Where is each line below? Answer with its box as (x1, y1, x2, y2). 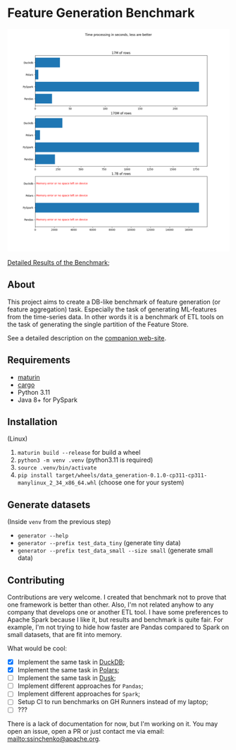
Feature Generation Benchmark (7, 5, 195, 21)
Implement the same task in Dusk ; (17, 674, 116, 682)
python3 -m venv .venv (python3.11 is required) (17, 456, 154, 464)
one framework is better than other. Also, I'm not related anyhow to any (7, 600, 214, 609)
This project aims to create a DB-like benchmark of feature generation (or (7, 297, 221, 306)
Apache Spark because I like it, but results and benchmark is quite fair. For (7, 616, 223, 624)
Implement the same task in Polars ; (17, 666, 120, 674)
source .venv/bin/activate (17, 465, 97, 472)
